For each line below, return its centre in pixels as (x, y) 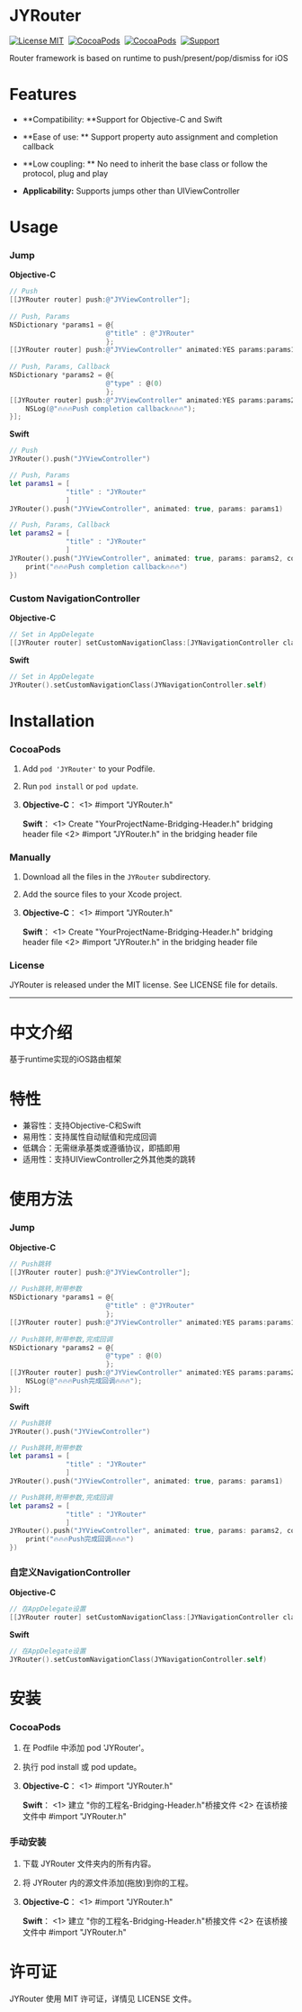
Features (43, 95)
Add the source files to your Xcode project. (102, 894)
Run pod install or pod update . (80, 786)
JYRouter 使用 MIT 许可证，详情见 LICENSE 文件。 (103, 1998)
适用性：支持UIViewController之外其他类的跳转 (109, 1159)
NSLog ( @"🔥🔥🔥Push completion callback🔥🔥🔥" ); (111, 409)
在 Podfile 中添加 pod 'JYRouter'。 (85, 1748)
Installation (52, 721)
